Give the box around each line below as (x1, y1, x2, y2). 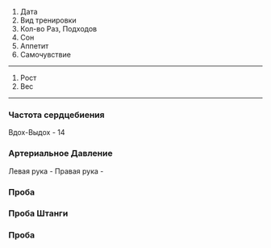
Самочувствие (19, 50, 71, 59)
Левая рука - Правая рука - (8, 166, 104, 176)
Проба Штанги (8, 208, 69, 219)
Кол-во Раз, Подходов (19, 24, 98, 33)
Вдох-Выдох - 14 (8, 128, 66, 137)
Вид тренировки (19, 15, 77, 25)
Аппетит (19, 41, 49, 51)
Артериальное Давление (8, 148, 113, 159)
